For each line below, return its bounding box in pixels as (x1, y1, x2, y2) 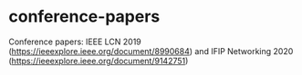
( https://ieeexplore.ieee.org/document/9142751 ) (8, 55, 189, 66)
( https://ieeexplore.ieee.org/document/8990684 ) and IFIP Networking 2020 (8, 45, 294, 56)
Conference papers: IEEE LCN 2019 (8, 36, 142, 47)
